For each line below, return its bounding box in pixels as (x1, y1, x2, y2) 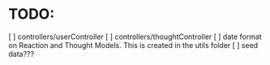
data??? (8, 49, 35, 58)
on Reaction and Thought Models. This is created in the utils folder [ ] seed (8, 40, 259, 50)
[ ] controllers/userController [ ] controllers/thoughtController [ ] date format (8, 32, 262, 41)
